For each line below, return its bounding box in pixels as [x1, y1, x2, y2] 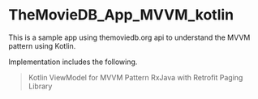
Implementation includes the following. [8, 57, 138, 67]
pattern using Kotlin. [8, 41, 76, 50]
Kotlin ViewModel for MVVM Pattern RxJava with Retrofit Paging [28, 72, 243, 82]
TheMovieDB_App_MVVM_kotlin [8, 6, 234, 24]
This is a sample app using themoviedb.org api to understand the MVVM [8, 32, 251, 42]
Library [28, 81, 53, 91]
